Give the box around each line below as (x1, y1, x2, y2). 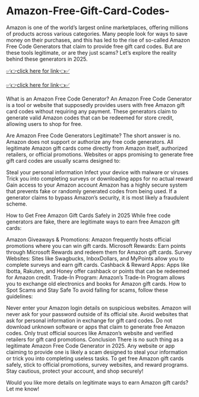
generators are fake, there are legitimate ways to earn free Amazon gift (6, 218, 180, 225)
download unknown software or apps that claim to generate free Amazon (6, 323, 185, 330)
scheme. (6, 200, 28, 207)
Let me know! (6, 385, 40, 392)
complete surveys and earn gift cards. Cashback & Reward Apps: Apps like (6, 261, 189, 268)
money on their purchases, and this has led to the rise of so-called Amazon (6, 36, 190, 43)
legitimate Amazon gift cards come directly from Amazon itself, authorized (6, 144, 188, 152)
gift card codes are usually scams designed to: (6, 157, 121, 164)
